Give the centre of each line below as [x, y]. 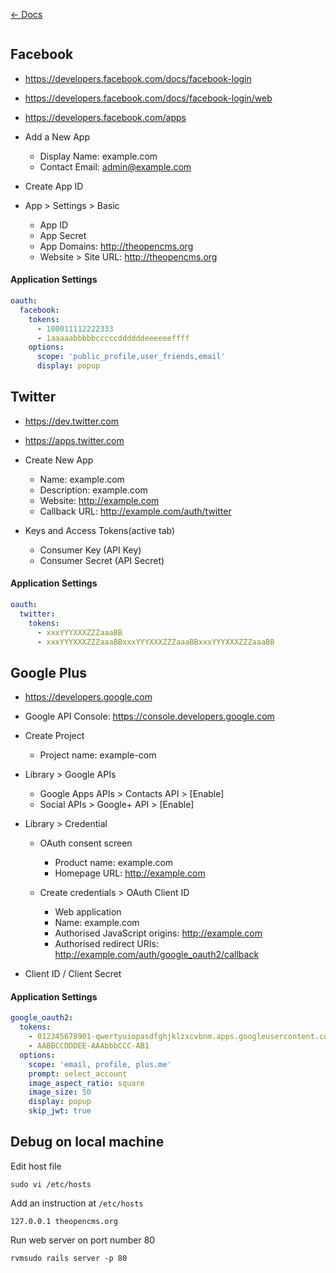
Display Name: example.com [98, 156]
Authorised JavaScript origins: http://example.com [158, 933]
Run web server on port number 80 [83, 1240]
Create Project [54, 736]
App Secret [63, 235]
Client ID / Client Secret [73, 974]
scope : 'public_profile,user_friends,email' [131, 357]
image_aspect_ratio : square [86, 1083]
